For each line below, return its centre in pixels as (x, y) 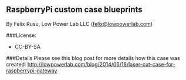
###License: (21, 35)
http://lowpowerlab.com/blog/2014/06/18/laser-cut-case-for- (102, 64)
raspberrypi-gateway (32, 71)
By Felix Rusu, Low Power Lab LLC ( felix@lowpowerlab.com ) (80, 24)
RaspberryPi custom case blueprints (74, 10)
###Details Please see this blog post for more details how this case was (93, 58)
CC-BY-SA (28, 46)
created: (16, 64)
